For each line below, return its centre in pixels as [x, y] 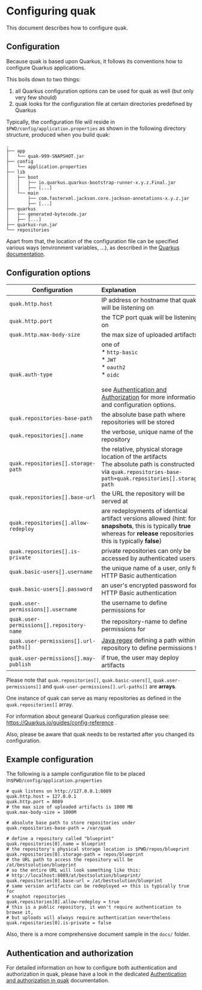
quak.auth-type [31, 374]
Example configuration [50, 759]
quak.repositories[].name [46, 435]
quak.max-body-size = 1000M [41, 812]
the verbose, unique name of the [147, 432]
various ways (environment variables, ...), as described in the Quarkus [93, 247]
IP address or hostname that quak [149, 300]
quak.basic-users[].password [51, 589]
